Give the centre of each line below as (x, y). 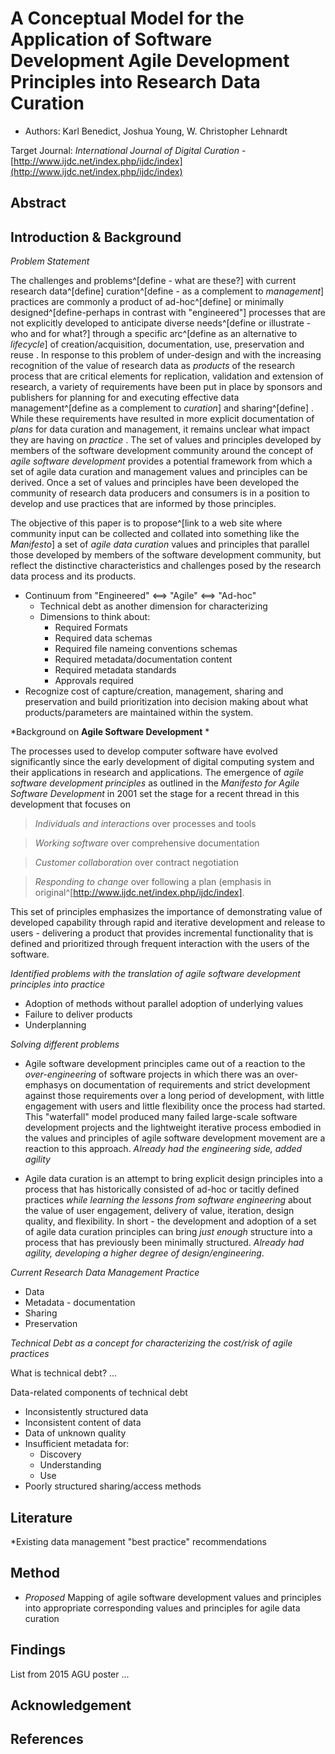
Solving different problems (65, 1044)
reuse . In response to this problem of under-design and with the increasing (166, 355)
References (47, 1739)
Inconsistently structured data (86, 1412)
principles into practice (58, 984)
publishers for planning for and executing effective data (125, 398)
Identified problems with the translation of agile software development (155, 974)
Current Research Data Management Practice (105, 1273)
